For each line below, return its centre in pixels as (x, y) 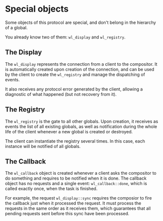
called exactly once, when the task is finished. (51, 189)
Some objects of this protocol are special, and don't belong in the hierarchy (81, 22)
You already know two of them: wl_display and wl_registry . (65, 37)
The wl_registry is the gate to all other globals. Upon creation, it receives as (81, 121)
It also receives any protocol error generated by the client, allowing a (74, 89)
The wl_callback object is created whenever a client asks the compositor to (81, 173)
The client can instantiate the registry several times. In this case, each (75, 141)
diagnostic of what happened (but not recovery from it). (61, 94)
